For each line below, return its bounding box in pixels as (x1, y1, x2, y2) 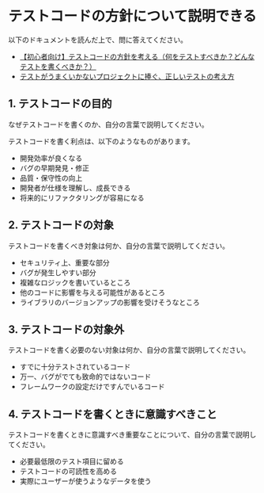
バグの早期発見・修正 (19, 163, 89, 173)
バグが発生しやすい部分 (19, 267, 96, 277)
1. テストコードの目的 (8, 97, 112, 111)
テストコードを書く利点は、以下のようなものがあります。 (8, 136, 195, 146)
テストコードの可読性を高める (19, 467, 117, 476)
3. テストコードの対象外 (8, 323, 125, 336)
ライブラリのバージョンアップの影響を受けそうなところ (19, 297, 200, 307)
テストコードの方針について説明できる (8, 7, 257, 25)
